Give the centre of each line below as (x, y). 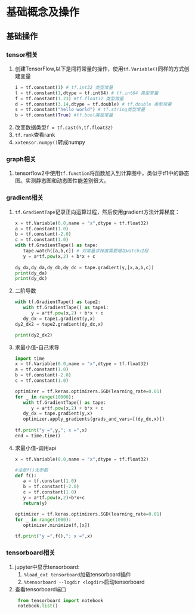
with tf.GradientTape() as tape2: (58, 302)
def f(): (26, 476)
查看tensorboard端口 (41, 589)
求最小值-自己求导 (37, 347)
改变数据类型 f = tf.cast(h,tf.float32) (64, 127)
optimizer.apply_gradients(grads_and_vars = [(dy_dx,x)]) (94, 419)
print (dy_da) (31, 273)
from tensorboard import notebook (61, 600)
